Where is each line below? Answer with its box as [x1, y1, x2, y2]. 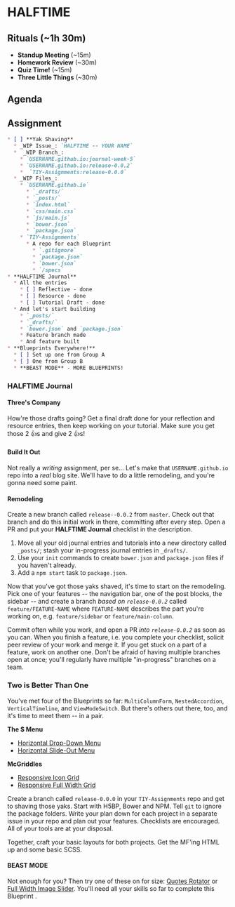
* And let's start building [13, 305, 96, 312]
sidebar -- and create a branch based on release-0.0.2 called [7, 597, 187, 606]
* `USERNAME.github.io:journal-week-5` [20, 155, 137, 162]
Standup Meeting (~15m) [17, 51, 91, 59]
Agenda [7, 93, 43, 105]
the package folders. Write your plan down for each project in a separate [7, 809, 217, 818]
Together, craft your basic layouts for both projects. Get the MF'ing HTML [7, 838, 220, 846]
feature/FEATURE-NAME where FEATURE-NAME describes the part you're [7, 604, 205, 613]
